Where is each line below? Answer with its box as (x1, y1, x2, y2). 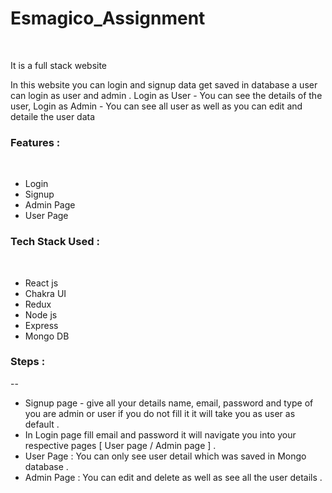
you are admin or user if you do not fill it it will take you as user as (24, 407, 296, 419)
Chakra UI (24, 287, 67, 299)
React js (24, 277, 59, 289)
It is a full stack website (10, 59, 108, 71)
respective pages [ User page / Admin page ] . (24, 439, 217, 451)
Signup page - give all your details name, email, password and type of (24, 397, 314, 409)
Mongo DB (24, 330, 70, 342)
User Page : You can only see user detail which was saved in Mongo (24, 450, 307, 462)
